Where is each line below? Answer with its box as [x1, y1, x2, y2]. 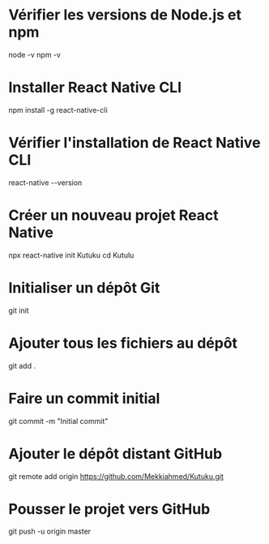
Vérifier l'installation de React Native [8, 134, 261, 152]
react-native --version [8, 177, 83, 188]
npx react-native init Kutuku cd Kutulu [8, 250, 134, 260]
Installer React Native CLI [8, 79, 182, 97]
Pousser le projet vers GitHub [8, 499, 211, 518]
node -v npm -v [8, 50, 61, 59]
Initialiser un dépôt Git [8, 278, 160, 297]
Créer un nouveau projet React [8, 206, 219, 224]
